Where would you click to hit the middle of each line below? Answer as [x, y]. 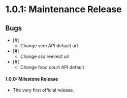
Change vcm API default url [49, 46]
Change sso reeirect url [45, 56]
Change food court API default [52, 67]
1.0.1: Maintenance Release [63, 9]
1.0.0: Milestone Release [32, 79]
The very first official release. [43, 90]
